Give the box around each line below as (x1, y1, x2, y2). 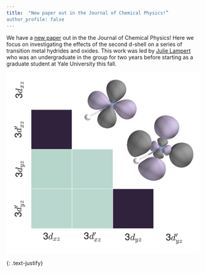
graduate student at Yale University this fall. (6, 60, 117, 67)
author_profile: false (6, 16, 64, 23)
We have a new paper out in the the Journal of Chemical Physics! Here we (6, 34, 195, 41)
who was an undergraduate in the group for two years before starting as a (6, 53, 193, 61)
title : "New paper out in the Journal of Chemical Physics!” (6, 10, 169, 16)
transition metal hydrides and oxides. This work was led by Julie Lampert (6, 47, 191, 54)
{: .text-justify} (6, 260, 43, 267)
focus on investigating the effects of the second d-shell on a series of (6, 40, 183, 48)
